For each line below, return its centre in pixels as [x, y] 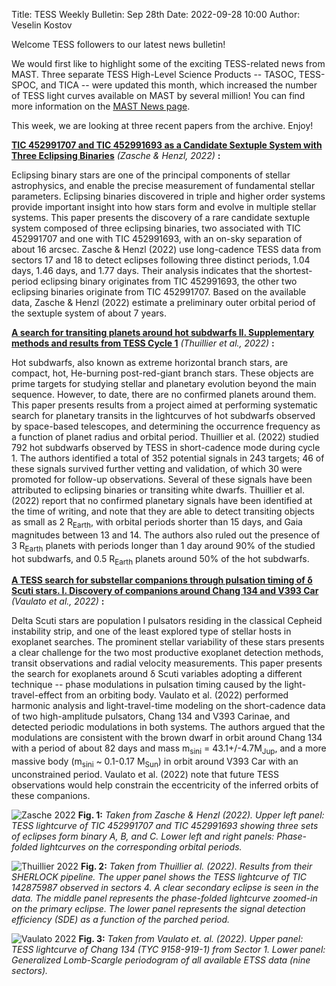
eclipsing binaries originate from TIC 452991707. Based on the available [159, 292]
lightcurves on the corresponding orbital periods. [141, 846]
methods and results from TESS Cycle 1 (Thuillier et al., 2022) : [143, 343]
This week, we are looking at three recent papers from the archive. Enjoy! [162, 125]
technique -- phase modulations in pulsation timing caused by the [147, 685]
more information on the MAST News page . [101, 106]
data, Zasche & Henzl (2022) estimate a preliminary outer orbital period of [163, 302]
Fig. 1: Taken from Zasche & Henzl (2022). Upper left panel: [201, 815]
